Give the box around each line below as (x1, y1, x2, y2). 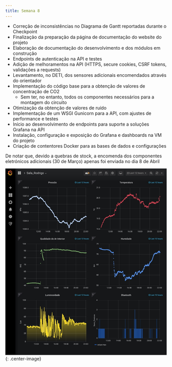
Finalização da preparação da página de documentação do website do (12, 34, 162, 40)
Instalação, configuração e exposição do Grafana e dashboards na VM (12, 132, 162, 138)
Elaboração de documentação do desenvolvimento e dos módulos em (12, 45, 161, 51)
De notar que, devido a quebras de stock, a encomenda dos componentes (5, 153, 162, 159)
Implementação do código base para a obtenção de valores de (12, 83, 145, 89)
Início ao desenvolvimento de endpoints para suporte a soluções (12, 121, 149, 127)
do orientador (12, 77, 42, 84)
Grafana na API (12, 126, 45, 133)
